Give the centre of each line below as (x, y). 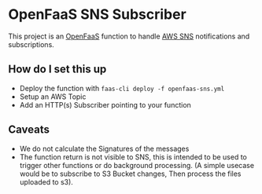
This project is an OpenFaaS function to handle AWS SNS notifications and (129, 36)
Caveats (29, 130)
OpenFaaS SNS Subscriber (97, 15)
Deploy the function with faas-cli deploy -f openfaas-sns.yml (122, 88)
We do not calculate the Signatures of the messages (104, 148)
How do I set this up (57, 70)
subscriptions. (31, 44)
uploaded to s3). (46, 181)
